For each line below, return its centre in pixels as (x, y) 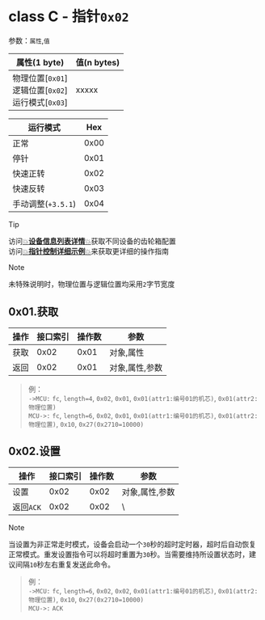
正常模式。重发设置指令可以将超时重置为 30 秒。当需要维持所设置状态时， (129, 554)
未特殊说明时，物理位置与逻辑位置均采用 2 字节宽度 (92, 284)
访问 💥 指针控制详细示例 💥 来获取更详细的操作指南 (89, 251)
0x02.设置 (34, 451)
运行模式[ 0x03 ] (40, 102)
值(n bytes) (97, 62)
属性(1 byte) (40, 62)
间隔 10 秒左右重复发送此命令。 (65, 564)
